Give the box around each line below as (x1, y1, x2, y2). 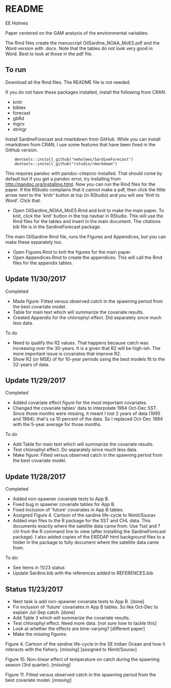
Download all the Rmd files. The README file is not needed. (5, 79, 131, 85)
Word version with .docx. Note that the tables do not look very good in (5, 45, 153, 51)
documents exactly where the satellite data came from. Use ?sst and (12, 523, 157, 529)
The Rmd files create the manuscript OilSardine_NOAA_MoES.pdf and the (5, 39, 160, 46)
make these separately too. (5, 239, 63, 245)
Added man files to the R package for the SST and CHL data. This (12, 518, 151, 524)
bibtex (12, 104, 27, 110)
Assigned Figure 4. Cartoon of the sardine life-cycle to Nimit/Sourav (12, 512, 156, 518)
